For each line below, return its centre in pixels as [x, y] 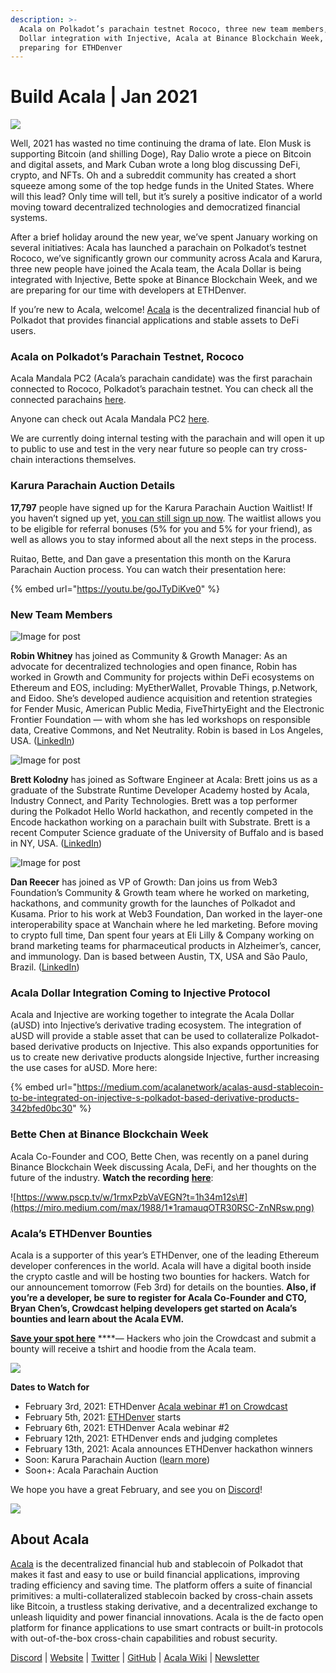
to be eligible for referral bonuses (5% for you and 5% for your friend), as [161, 528]
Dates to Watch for [50, 1387]
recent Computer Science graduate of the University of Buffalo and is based [167, 833]
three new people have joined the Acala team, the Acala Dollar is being [156, 269]
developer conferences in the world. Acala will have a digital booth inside [161, 1265]
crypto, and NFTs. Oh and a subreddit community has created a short [153, 175]
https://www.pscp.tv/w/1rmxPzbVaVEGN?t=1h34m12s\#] [132, 1197]
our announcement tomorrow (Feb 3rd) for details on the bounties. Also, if [163, 1287]
